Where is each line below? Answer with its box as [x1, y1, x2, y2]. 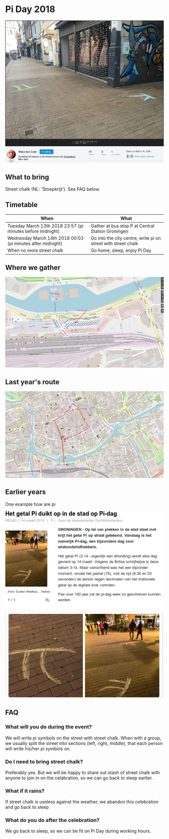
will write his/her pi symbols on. [5, 745, 71, 752]
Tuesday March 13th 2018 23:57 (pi [7, 223, 84, 229]
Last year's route [5, 378, 59, 386]
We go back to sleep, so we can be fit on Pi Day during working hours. [5, 828, 151, 834]
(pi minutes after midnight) [7, 240, 63, 246]
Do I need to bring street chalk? [5, 758, 83, 765]
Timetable [5, 201, 38, 209]
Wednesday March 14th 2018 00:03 [7, 235, 84, 241]
